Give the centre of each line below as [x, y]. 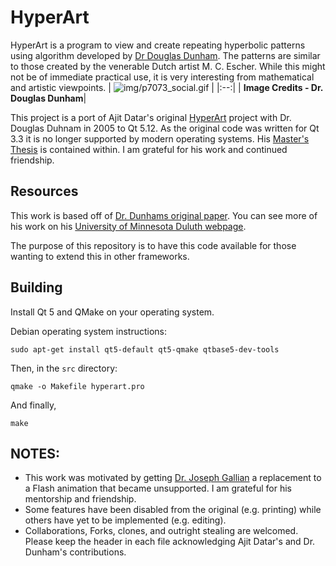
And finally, [33, 405]
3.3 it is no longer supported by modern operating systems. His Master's [160, 138]
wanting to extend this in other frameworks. [100, 256]
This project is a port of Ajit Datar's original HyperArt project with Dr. [151, 117]
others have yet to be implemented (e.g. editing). [125, 520]
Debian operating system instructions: [89, 331]
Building [36, 287]
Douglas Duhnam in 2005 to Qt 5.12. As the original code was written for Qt [165, 128]
